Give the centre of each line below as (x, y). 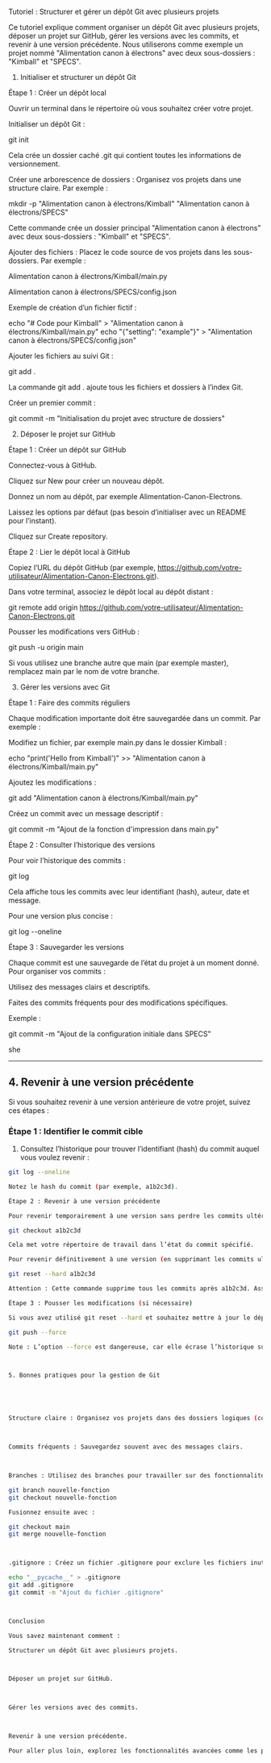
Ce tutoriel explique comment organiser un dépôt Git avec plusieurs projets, (134, 27)
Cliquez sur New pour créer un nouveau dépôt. (86, 481)
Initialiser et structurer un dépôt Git (78, 77)
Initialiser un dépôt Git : (47, 124)
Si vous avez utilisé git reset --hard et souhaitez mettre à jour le (129, 1318)
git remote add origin (43, 607)
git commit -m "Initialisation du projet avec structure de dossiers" (117, 418)
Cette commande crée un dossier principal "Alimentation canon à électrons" (135, 228)
